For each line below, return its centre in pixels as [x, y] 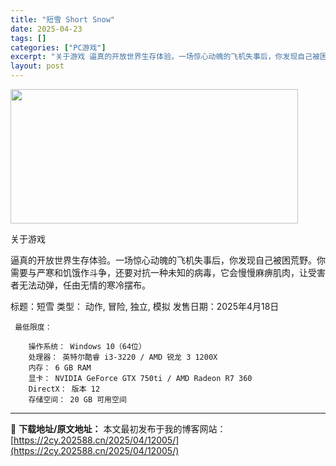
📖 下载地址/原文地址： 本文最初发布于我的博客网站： [118, 429]
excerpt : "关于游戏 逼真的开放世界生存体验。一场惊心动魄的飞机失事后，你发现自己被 [165, 57]
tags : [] [28, 38]
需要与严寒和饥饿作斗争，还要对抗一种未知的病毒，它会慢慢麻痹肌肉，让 [159, 272]
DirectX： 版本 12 [64, 389]
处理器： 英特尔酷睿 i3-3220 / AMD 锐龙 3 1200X [123, 357]
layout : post [37, 66]
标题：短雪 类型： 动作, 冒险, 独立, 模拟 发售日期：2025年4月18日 [145, 306]
